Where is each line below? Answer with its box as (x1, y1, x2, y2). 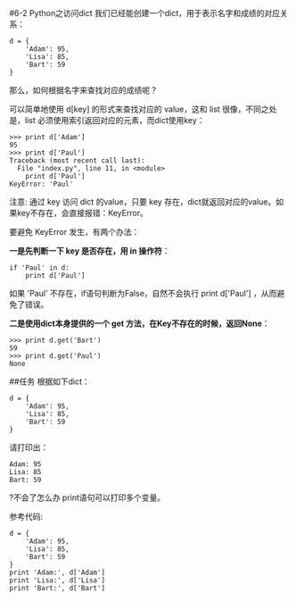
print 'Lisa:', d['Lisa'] (9, 576, 105, 585)
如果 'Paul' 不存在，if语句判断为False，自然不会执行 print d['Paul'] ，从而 (9, 288, 277, 298)
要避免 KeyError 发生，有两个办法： (9, 227, 140, 237)
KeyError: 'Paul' (9, 179, 74, 188)
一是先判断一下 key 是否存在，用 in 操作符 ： (9, 246, 171, 256)
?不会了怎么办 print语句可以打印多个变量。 (9, 492, 166, 503)
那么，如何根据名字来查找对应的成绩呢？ (9, 85, 158, 96)
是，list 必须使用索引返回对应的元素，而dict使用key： (9, 115, 205, 125)
